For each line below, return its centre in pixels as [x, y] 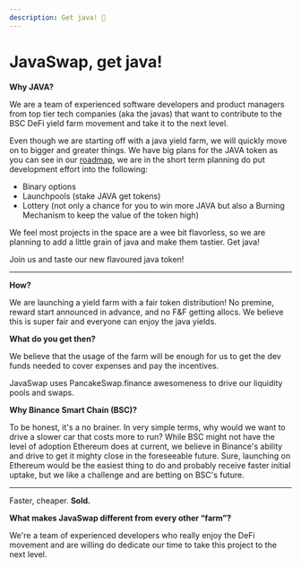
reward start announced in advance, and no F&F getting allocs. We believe [146, 312]
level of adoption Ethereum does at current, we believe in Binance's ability [146, 446]
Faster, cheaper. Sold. [50, 500]
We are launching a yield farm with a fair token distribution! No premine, [142, 302]
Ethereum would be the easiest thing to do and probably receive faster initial [150, 465]
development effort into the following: [78, 169]
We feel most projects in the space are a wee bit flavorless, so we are [138, 232]
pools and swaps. [42, 392]
